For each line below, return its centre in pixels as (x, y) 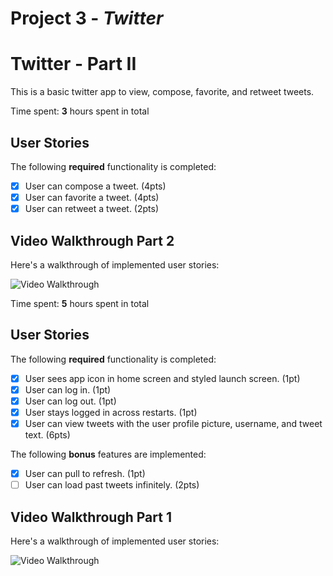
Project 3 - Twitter (87, 18)
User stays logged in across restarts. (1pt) (111, 412)
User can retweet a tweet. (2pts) (92, 209)
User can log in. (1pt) (68, 389)
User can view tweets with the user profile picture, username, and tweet (173, 423)
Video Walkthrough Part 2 (92, 240)
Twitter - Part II (73, 64)
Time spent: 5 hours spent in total (80, 303)
